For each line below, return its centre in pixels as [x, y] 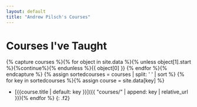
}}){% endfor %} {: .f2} [42, 98]
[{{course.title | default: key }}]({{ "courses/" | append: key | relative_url [101, 92]
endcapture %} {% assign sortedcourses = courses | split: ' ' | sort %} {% [95, 74]
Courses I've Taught [57, 46]
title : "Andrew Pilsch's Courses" [49, 17]
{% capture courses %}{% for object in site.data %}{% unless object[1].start [98, 62]
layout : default [26, 11]
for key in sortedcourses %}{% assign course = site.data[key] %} [85, 81]
